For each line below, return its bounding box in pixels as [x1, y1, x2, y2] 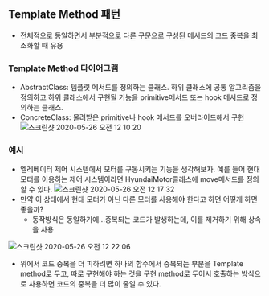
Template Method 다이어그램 [8, 63, 119, 74]
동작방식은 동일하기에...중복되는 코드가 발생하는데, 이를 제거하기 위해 [31, 215, 247, 224]
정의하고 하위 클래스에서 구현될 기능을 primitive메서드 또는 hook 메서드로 [19, 92, 250, 102]
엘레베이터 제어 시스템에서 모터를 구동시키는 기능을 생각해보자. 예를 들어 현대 [19, 164, 261, 175]
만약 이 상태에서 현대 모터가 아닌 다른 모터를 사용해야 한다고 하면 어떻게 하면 [19, 195, 259, 204]
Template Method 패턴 [8, 7, 120, 22]
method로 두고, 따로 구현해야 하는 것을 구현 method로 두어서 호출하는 [19, 269, 240, 279]
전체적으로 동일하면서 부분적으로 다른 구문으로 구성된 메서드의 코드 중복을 [19, 31, 251, 40]
